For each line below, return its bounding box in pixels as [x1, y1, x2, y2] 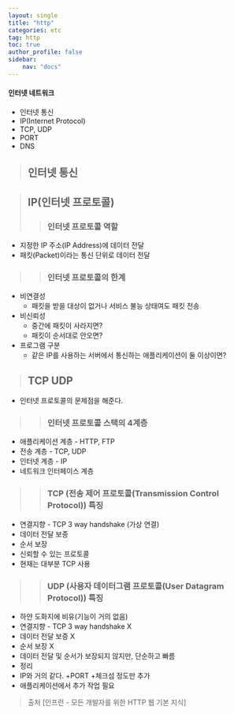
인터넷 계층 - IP [19, 457, 68, 466]
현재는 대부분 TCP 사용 [19, 559, 91, 568]
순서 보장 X [19, 641, 54, 651]
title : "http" [8, 19, 55, 27]
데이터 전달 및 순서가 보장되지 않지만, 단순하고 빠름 [19, 652, 176, 661]
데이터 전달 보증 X [19, 632, 76, 641]
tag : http [8, 33, 41, 42]
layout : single [8, 11, 58, 20]
